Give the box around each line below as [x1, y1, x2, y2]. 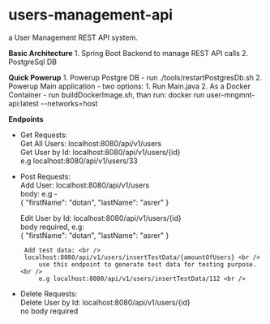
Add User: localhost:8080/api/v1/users [19, 180, 150, 190]
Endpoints [8, 114, 44, 123]
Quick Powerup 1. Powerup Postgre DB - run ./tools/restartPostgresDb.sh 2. [8, 72, 263, 82]
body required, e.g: [19, 222, 85, 231]
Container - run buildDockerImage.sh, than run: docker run [8, 89, 205, 99]
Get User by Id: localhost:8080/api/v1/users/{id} [19, 147, 181, 157]
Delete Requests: [19, 288, 78, 298]
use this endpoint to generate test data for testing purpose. [38, 260, 257, 269]
